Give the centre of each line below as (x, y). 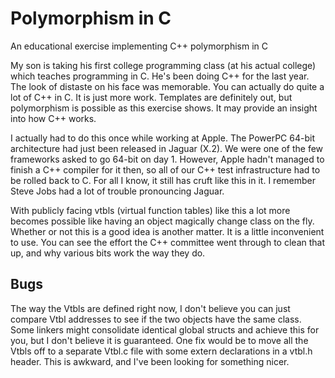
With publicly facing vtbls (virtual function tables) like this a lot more (150, 210)
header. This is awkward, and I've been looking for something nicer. (150, 361)
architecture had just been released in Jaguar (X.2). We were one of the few (167, 148)
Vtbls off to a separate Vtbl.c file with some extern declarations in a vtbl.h (161, 351)
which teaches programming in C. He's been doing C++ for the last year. (160, 76)
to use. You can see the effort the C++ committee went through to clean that (168, 242)
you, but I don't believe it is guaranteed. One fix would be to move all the (159, 340)
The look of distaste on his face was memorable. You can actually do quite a (167, 86)
